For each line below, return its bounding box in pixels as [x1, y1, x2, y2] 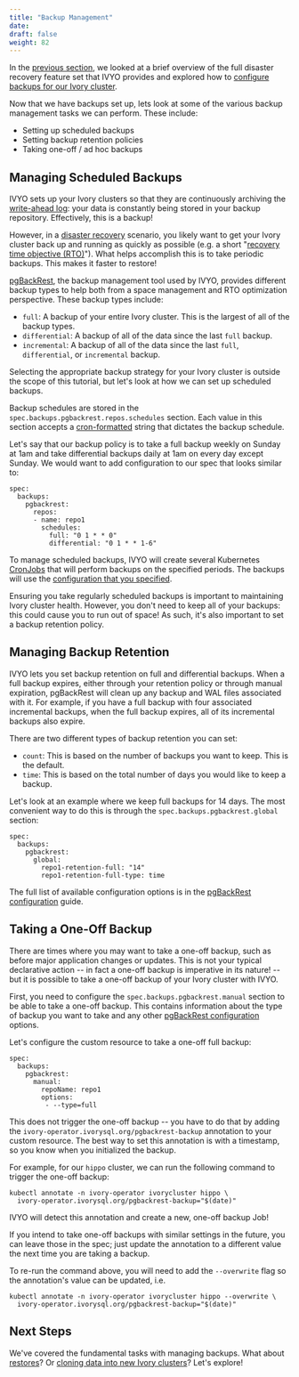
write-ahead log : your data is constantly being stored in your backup [9, 203, 261, 214]
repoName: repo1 [41, 1085, 101, 1094]
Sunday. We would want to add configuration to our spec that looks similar [9, 458, 282, 468]
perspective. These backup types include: [9, 295, 164, 305]
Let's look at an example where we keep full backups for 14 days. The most [9, 796, 286, 806]
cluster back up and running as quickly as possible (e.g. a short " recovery [9, 239, 280, 250]
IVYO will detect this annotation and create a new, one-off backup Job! [9, 1211, 270, 1222]
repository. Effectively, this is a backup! [9, 213, 154, 223]
